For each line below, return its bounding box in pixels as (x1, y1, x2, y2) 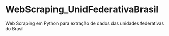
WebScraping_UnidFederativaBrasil (5, 4, 159, 15)
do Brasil (5, 25, 24, 31)
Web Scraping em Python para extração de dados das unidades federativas (5, 20, 164, 26)
